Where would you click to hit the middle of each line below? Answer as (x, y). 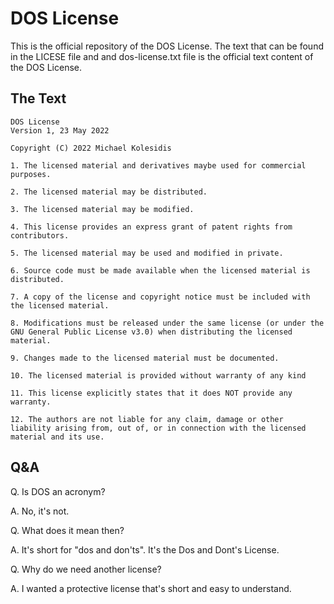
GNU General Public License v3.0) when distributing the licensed (151, 332)
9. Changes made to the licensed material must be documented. (145, 358)
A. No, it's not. (40, 511)
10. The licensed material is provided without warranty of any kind (158, 375)
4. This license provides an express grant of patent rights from (151, 227)
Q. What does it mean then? (67, 530)
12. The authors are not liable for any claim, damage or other (147, 419)
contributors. (40, 235)
